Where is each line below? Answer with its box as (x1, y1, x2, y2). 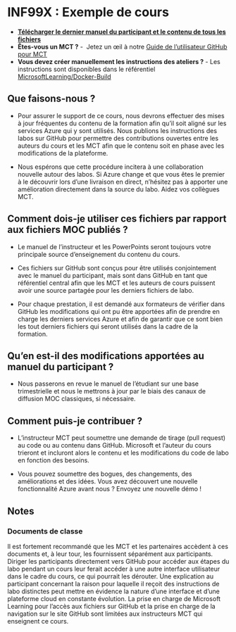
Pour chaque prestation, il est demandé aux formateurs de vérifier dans (17, 300, 225, 308)
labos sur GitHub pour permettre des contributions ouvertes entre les (17, 134, 219, 142)
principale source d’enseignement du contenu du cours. (17, 250, 180, 258)
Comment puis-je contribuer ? (7, 415, 143, 426)
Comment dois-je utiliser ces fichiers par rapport (7, 213, 227, 225)
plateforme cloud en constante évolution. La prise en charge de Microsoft (7, 594, 221, 602)
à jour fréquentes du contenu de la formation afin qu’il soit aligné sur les (17, 119, 227, 127)
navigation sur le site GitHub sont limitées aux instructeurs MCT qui (7, 609, 203, 618)
